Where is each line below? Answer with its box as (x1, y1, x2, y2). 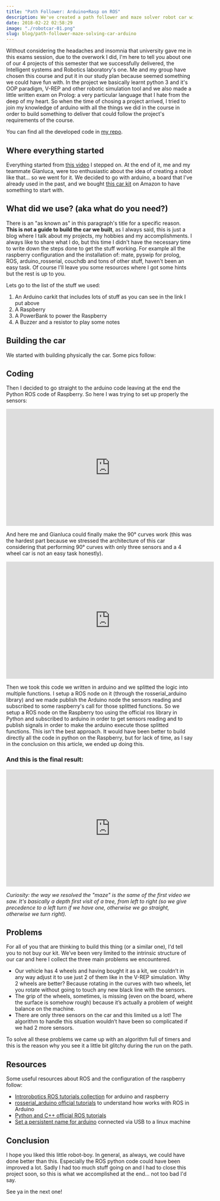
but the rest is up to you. (6, 270, 66, 277)
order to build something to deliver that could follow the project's (6, 111, 165, 118)
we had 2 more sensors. (14, 1024, 74, 1031)
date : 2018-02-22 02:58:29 (6, 20, 73, 26)
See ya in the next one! (6, 1188, 62, 1196)
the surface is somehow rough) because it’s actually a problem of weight (14, 999, 193, 1006)
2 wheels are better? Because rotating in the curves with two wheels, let (14, 980, 192, 987)
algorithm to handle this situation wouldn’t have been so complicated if (14, 1018, 188, 1025)
